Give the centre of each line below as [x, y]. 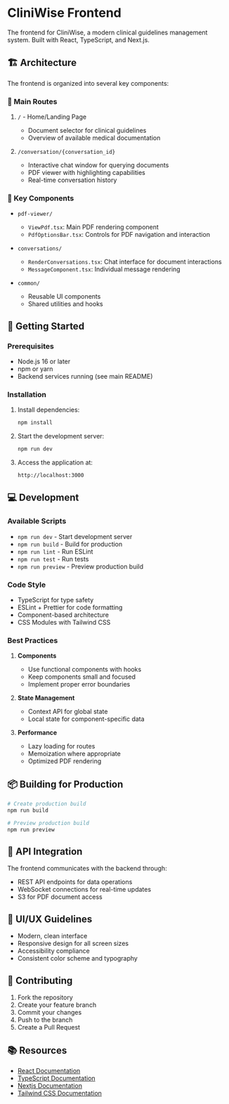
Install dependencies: [48, 410]
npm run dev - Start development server [75, 536]
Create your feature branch [57, 1005]
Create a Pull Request [49, 1027]
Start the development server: [61, 436]
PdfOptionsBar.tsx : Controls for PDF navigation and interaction [119, 235]
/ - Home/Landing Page [52, 117]
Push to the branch [45, 1020]
